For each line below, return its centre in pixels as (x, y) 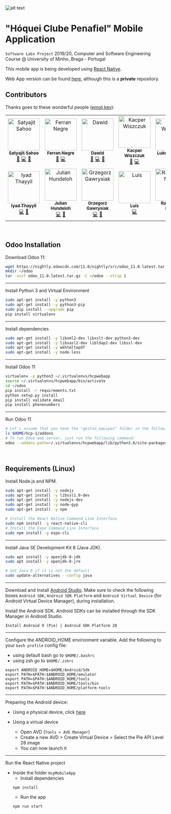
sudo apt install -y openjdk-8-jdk (43, 557)
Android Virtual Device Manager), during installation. (60, 601)
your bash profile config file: (36, 645)
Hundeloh (61, 208)
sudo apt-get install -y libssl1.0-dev (48, 495)
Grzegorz (98, 203)
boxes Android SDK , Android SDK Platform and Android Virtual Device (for (83, 596)
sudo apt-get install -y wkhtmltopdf (45, 347)
